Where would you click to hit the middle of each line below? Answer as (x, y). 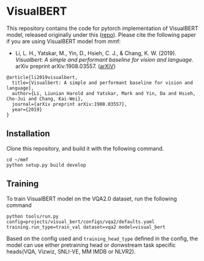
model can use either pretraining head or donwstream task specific (91, 245)
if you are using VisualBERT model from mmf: (64, 41)
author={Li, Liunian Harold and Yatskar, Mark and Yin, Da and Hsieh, (104, 93)
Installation (28, 134)
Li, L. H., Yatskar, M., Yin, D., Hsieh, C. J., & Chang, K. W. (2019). (96, 53)
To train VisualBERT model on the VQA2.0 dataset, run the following (92, 199)
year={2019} (27, 109)
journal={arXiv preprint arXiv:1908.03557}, (70, 104)
